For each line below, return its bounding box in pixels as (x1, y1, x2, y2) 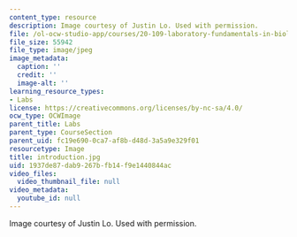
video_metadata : (9, 186, 69, 195)
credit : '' (17, 71, 57, 80)
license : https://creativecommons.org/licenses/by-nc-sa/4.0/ (9, 103, 243, 112)
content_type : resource (9, 12, 97, 22)
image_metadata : (9, 54, 69, 63)
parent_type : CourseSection (9, 128, 113, 137)
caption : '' (17, 63, 62, 72)
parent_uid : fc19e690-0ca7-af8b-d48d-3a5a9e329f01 (9, 136, 200, 145)
